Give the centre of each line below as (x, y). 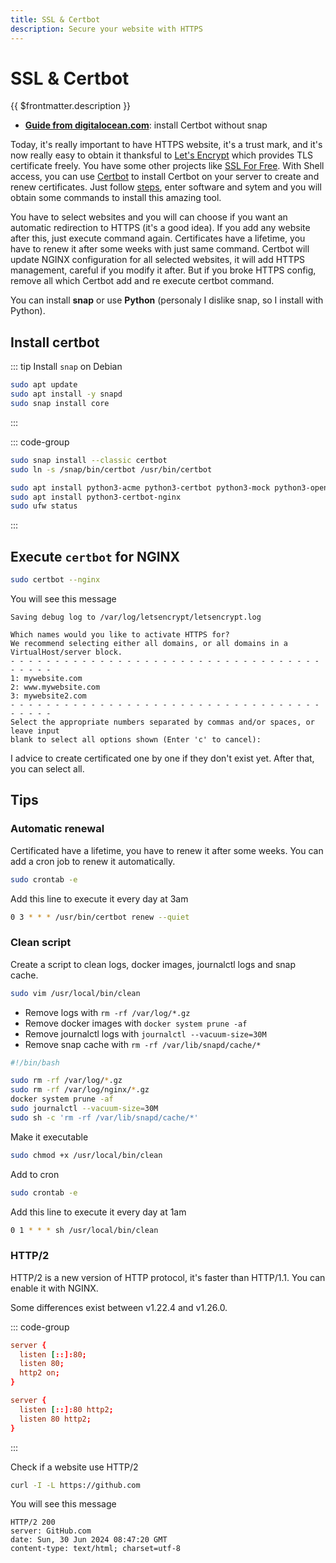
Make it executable (49, 1137)
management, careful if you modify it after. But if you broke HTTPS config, (163, 270)
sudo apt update (44, 385)
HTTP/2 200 (33, 1522)
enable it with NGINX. (54, 1288)
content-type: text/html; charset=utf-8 (96, 1549)
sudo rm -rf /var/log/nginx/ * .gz (80, 1090)
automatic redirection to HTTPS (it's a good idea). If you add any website (160, 228)
